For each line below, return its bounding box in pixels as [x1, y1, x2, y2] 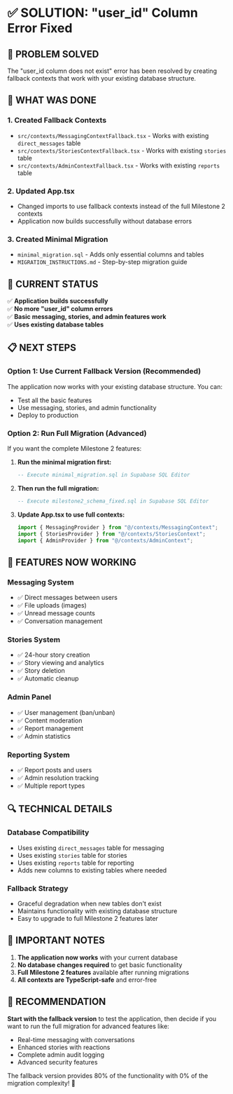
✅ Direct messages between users [17, 594, 118, 602]
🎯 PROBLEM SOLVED [7, 48, 99, 60]
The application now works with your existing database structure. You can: [7, 382, 223, 390]
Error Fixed [7, 20, 73, 36]
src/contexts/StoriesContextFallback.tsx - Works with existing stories [17, 146, 227, 155]
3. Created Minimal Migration [7, 234, 108, 244]
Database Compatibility [7, 828, 90, 837]
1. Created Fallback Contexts [7, 116, 107, 125]
